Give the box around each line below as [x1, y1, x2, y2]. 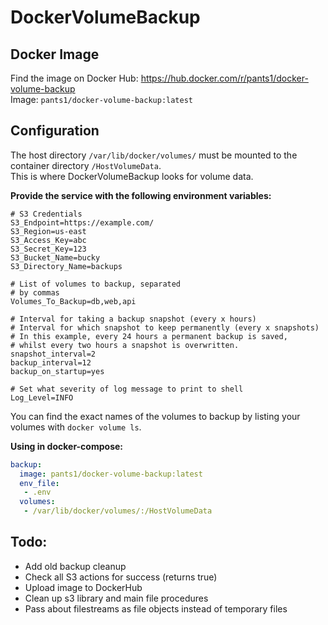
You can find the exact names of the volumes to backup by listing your [10, 410, 301, 422]
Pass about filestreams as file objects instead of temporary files [24, 602, 288, 615]
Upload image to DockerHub [24, 581, 143, 593]
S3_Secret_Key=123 [10, 244, 87, 254]
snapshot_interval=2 [10, 349, 97, 359]
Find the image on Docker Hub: [10, 72, 139, 84]
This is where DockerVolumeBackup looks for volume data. [10, 170, 254, 182]
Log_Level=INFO [10, 392, 74, 403]
